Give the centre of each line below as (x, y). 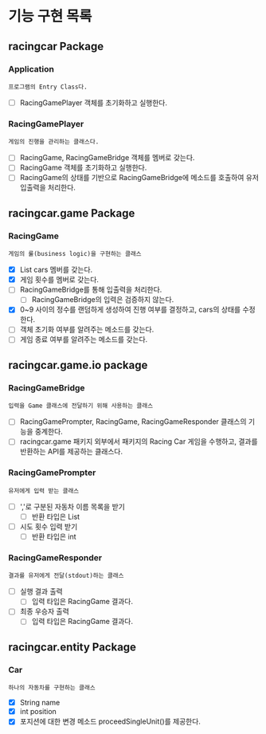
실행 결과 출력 (41, 591)
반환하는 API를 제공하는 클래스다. (71, 452)
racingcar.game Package (72, 213)
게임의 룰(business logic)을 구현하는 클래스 (75, 254)
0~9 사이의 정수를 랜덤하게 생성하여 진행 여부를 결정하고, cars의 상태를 (130, 310)
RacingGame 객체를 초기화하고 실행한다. (83, 167)
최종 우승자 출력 (44, 611)
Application (31, 69)
